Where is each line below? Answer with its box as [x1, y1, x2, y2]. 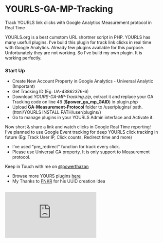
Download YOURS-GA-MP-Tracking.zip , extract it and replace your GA [12, 94, 154, 100]
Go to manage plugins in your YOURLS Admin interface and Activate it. [12, 115, 154, 121]
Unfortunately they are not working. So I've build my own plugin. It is [5, 50, 143, 56]
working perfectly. [5, 55, 42, 61]
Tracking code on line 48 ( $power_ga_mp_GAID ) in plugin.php [12, 99, 138, 105]
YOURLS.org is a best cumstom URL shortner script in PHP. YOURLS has [5, 34, 151, 40]
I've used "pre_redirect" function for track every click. [12, 144, 120, 150]
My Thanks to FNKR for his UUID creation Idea [12, 178, 106, 184]
